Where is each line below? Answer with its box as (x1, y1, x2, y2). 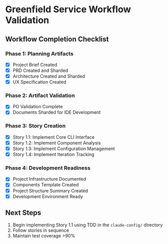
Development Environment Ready (12, 193, 83, 200)
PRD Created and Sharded (12, 67, 68, 74)
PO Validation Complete (12, 104, 63, 110)
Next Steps (5, 208, 41, 217)
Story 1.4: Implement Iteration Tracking (12, 152, 94, 158)
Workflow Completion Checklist (5, 35, 109, 43)
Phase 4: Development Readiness (5, 164, 91, 172)
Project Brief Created (12, 61, 58, 67)
